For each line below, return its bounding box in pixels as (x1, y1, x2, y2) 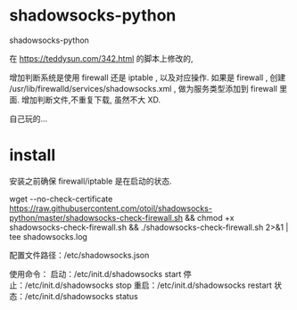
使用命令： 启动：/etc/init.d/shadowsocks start (9, 268, 182, 279)
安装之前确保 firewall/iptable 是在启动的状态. (9, 175, 172, 186)
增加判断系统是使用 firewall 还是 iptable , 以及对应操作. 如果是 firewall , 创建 (9, 72, 286, 83)
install (9, 145, 56, 166)
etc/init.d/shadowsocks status (28, 290, 138, 301)
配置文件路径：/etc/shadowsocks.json (9, 249, 150, 260)
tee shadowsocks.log (9, 231, 87, 241)
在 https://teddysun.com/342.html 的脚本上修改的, (9, 53, 194, 63)
